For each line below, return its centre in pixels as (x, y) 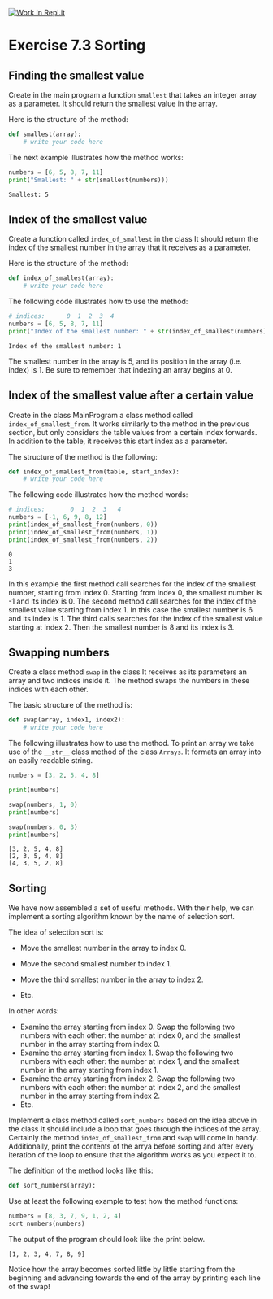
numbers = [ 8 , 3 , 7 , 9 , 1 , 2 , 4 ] (65, 1216)
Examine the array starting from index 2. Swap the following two (128, 1079)
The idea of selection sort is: (56, 932)
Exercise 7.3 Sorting (77, 46)
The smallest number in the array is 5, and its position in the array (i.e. (125, 361)
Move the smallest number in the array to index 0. (103, 948)
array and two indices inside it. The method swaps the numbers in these (129, 681)
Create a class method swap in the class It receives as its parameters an (128, 672)
